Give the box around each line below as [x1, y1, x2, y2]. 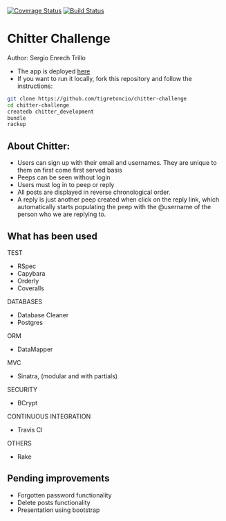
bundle [7, 114, 26, 121]
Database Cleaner [17, 310, 69, 319]
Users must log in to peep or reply [17, 181, 115, 189]
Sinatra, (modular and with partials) [17, 371, 118, 380]
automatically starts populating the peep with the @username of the [17, 203, 211, 211]
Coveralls [17, 284, 45, 292]
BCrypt [17, 398, 38, 407]
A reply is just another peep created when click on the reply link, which [17, 195, 220, 204]
